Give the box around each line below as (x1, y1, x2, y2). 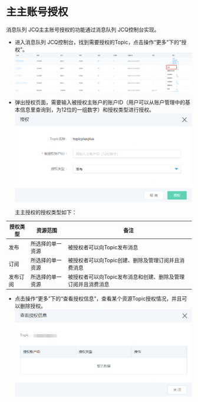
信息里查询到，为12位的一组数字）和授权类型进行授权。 (19, 106, 155, 113)
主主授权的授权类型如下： (14, 209, 77, 216)
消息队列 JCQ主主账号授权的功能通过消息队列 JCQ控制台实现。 (6, 26, 160, 33)
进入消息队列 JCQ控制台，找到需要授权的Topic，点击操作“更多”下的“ (14, 38, 181, 45)
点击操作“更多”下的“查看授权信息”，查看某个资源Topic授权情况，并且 (14, 295, 182, 302)
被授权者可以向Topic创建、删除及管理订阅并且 (67, 257, 180, 264)
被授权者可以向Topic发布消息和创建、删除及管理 (67, 273, 184, 280)
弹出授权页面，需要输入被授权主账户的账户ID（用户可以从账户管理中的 (14, 99, 186, 106)
